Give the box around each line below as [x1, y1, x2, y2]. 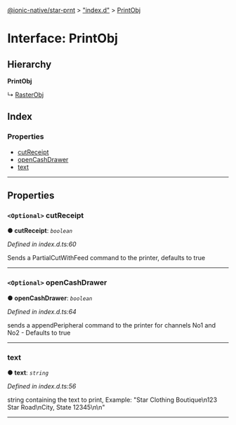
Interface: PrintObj [7, 31, 118, 46]
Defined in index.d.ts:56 [7, 382, 77, 390]
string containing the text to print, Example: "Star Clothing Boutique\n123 [7, 396, 218, 404]
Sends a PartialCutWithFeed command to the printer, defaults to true [7, 254, 206, 262]
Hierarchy [7, 58, 52, 70]
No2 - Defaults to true [7, 328, 71, 337]
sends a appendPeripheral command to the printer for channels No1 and [7, 321, 216, 329]
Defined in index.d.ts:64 [7, 307, 77, 316]
